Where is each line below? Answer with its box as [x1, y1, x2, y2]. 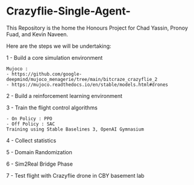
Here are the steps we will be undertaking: [6, 42, 111, 50]
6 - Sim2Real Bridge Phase [6, 160, 74, 167]
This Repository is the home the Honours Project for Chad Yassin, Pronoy [6, 24, 189, 31]
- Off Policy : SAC [6, 121, 55, 127]
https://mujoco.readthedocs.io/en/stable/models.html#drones [11, 82, 169, 88]
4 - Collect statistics [6, 137, 57, 144]
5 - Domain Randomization [6, 148, 72, 155]
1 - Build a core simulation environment [6, 54, 103, 61]
